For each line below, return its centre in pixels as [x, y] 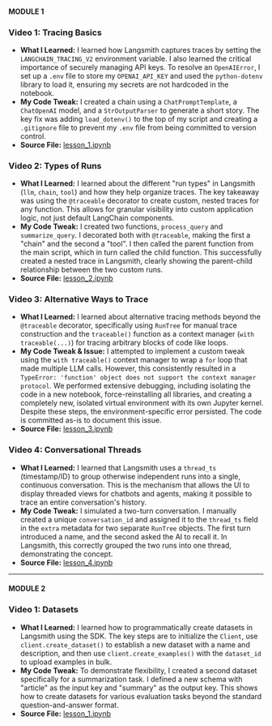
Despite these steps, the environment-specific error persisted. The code [141, 412]
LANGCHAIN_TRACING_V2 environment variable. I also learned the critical [136, 58]
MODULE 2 [27, 589]
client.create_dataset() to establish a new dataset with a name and [135, 644]
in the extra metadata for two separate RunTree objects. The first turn [135, 528]
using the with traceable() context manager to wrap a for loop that [134, 360]
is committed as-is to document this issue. [91, 420]
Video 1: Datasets [43, 610]
